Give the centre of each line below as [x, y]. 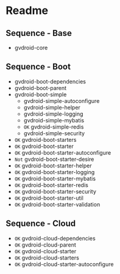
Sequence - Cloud [41, 224]
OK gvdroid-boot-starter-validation [57, 204]
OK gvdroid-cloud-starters [47, 258]
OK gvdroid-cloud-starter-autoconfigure [64, 264]
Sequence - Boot [38, 67]
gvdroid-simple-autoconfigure [62, 100]
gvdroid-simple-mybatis [54, 120]
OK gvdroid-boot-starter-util [49, 198]
